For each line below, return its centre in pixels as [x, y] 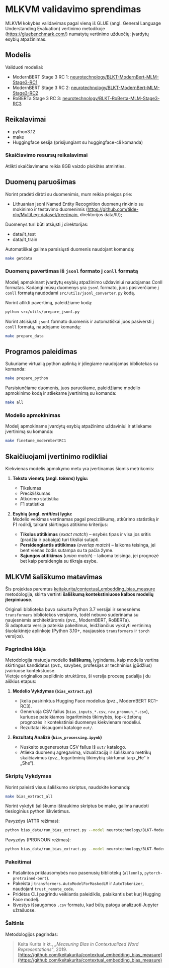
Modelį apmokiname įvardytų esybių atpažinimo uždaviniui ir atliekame [78, 426]
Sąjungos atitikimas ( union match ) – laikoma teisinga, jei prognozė [90, 556]
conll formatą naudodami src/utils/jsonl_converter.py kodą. [70, 293]
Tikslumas [31, 488]
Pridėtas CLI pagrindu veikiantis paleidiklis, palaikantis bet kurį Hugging [87, 894]
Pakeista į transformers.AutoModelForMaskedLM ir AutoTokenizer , [78, 884]
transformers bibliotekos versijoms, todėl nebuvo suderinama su [72, 614]
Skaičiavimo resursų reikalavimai [47, 155]
